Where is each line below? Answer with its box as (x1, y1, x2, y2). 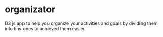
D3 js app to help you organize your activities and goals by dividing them (5, 20, 158, 26)
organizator (5, 4, 56, 15)
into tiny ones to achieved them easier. (5, 25, 86, 31)
